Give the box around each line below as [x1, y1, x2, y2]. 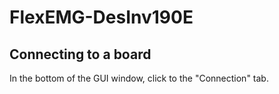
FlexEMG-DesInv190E [9, 6, 194, 29]
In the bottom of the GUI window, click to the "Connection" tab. [9, 72, 269, 84]
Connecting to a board [9, 46, 152, 63]
